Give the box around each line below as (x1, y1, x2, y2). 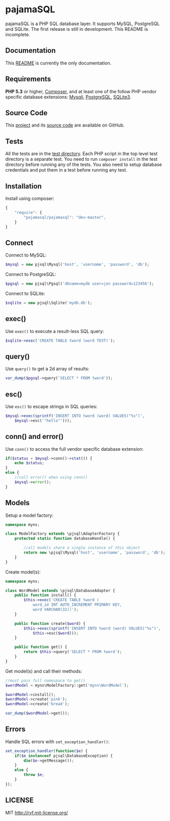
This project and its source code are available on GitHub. (5, 122, 125, 129)
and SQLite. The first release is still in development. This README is (5, 26, 148, 32)
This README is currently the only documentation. (5, 60, 112, 66)
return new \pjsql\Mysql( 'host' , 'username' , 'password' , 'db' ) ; (23, 550, 166, 555)
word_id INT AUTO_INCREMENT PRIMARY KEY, (32, 602, 123, 607)
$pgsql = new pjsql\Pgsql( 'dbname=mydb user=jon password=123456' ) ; (5, 281, 154, 286)
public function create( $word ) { (14, 621, 86, 626)
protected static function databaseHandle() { (14, 536, 115, 541)
